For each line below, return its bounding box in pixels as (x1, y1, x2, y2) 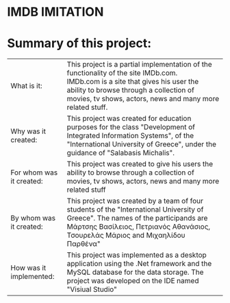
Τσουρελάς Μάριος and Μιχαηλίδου (66, 231, 186, 240)
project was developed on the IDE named (66, 276, 199, 286)
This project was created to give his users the (66, 159, 214, 169)
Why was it (10, 126, 47, 136)
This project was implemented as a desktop (66, 250, 207, 260)
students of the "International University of (66, 205, 204, 214)
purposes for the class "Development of (66, 122, 196, 132)
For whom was (10, 168, 58, 177)
